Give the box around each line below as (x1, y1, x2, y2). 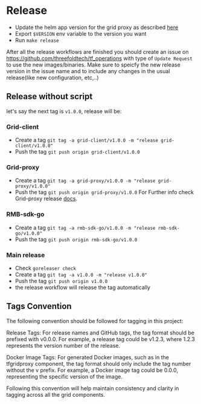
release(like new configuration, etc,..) (6, 74, 99, 81)
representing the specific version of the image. (6, 373, 123, 380)
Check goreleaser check (14, 264, 77, 272)
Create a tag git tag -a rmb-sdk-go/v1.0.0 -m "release (14, 224, 156, 231)
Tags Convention (6, 301, 72, 311)
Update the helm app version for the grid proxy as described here (14, 24, 179, 31)
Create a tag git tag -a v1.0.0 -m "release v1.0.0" (14, 270, 148, 278)
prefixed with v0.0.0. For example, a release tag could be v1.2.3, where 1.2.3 (6, 335, 195, 342)
